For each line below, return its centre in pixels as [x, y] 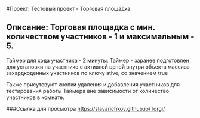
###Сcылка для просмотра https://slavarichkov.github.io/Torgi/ [86, 108]
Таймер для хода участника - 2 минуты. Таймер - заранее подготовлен [98, 60]
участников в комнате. [35, 97]
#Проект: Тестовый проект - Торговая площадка [68, 9]
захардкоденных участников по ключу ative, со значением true [87, 73]
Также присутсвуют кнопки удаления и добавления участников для [93, 84]
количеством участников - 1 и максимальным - [100, 37]
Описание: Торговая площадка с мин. [81, 27]
